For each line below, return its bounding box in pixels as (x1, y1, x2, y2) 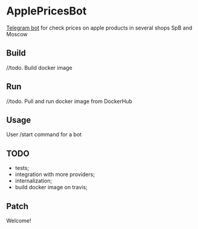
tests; (14, 165, 29, 172)
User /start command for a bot (6, 131, 82, 138)
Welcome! (6, 217, 31, 224)
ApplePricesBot (6, 4, 87, 18)
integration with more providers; (14, 171, 95, 178)
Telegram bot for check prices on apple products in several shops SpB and (6, 24, 193, 31)
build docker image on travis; (14, 184, 88, 191)
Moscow (6, 30, 28, 37)
